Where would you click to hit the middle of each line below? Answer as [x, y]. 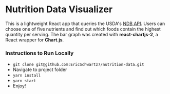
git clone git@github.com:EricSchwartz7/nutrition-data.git [78, 65]
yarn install [27, 76]
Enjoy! [19, 86]
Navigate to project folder [40, 69]
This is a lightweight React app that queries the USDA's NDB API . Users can [85, 24]
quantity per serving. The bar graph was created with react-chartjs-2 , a [82, 34]
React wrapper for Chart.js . [35, 40]
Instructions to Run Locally [40, 53]
